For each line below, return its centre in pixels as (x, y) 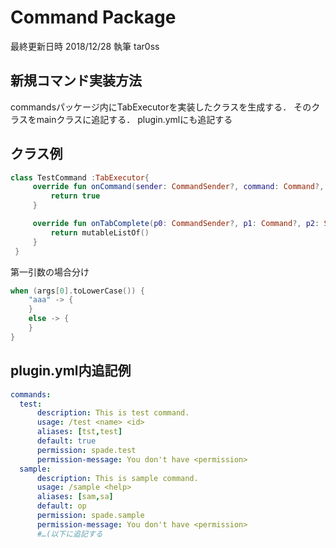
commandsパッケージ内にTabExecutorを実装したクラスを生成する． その (161, 107)
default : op (61, 506)
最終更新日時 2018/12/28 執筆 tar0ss (85, 46)
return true (75, 196)
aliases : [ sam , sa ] (75, 497)
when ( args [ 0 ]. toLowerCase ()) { (77, 291)
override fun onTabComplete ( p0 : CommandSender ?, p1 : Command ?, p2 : (176, 224)
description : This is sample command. (117, 478)
